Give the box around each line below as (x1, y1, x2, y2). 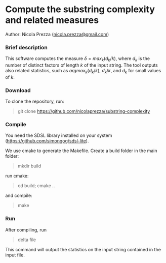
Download (5, 86, 31, 94)
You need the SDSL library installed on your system (5, 132, 112, 138)
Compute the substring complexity (5, 4, 155, 15)
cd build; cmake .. (17, 183, 55, 189)
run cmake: (5, 173, 29, 179)
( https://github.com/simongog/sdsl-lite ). (5, 138, 89, 144)
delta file (17, 237, 36, 243)
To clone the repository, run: (5, 98, 64, 105)
